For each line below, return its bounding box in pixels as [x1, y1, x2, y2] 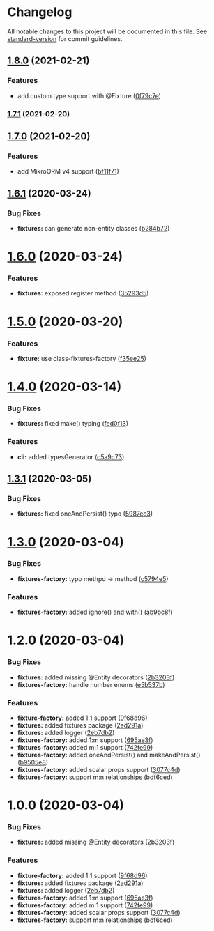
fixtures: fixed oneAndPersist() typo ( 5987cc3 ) [17, 509, 153, 518]
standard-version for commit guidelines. [7, 34, 123, 43]
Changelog [7, 4, 72, 20]
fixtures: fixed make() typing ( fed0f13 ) [17, 420, 129, 428]
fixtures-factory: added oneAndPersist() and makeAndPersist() [17, 751, 201, 759]
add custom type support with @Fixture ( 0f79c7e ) [17, 91, 162, 100]
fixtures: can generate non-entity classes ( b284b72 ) [17, 224, 170, 232]
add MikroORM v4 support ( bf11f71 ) [17, 167, 120, 176]
